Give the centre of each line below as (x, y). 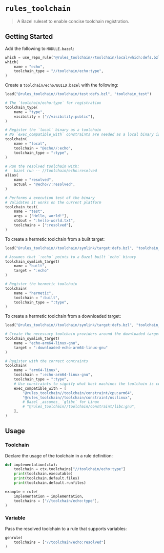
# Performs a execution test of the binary (50, 198)
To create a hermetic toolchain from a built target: (55, 239)
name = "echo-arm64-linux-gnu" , (47, 343)
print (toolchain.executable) (43, 474)
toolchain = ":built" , (37, 298)
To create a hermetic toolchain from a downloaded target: (63, 316)
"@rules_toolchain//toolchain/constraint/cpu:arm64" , (78, 393)
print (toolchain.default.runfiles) (50, 483)
